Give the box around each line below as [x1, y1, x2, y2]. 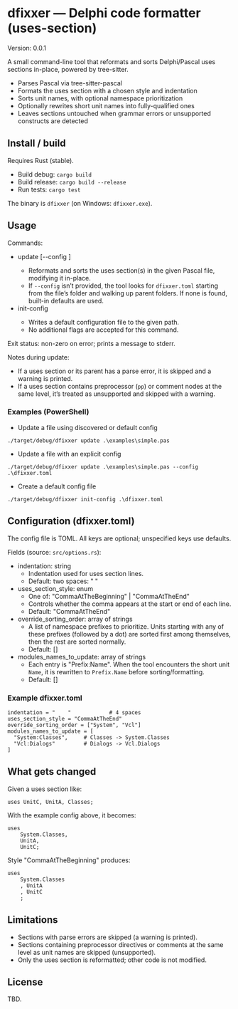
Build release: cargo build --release [17, 177, 126, 186]
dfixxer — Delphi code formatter [7, 5, 201, 21]
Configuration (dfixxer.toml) [7, 515, 135, 528]
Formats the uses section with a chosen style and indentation [17, 86, 198, 95]
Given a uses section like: [7, 785, 82, 793]
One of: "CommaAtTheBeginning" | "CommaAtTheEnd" [28, 592, 190, 600]
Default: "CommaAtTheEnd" [28, 607, 111, 615]
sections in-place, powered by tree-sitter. [7, 65, 129, 73]
